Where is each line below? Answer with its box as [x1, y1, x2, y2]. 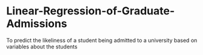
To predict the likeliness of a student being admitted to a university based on [6, 36, 198, 44]
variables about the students [6, 43, 78, 50]
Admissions [6, 17, 68, 30]
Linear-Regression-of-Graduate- [6, 4, 175, 18]
